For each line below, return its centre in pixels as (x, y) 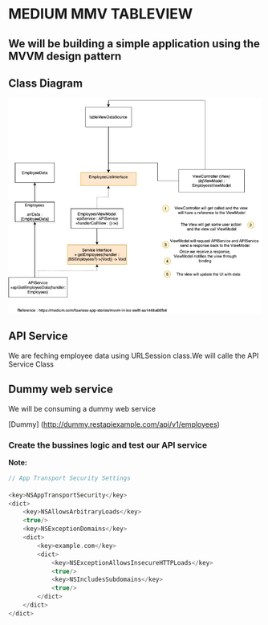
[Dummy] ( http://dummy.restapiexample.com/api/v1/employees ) (114, 424)
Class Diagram (45, 83)
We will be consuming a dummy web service (82, 408)
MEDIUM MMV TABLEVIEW (101, 14)
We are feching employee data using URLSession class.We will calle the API (134, 355)
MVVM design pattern (65, 56)
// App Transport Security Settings (69, 478)
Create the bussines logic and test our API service (108, 444)
